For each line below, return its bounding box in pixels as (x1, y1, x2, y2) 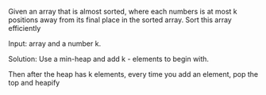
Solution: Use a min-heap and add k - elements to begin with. (8, 55, 209, 63)
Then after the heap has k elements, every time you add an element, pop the (8, 70, 259, 78)
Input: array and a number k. (8, 39, 102, 48)
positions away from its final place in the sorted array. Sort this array (8, 15, 232, 25)
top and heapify (8, 78, 60, 87)
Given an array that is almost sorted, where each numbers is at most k (8, 7, 238, 16)
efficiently (8, 24, 41, 32)
